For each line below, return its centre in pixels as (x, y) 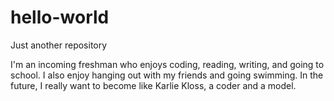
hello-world (60, 17)
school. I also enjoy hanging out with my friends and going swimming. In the (167, 75)
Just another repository (59, 45)
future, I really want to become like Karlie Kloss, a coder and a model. (153, 85)
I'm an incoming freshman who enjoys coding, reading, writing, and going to (167, 64)
